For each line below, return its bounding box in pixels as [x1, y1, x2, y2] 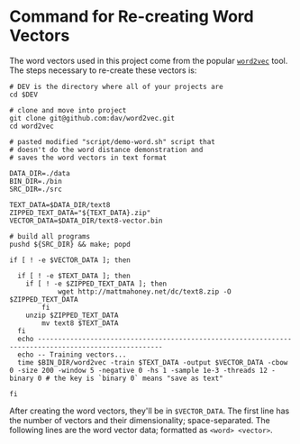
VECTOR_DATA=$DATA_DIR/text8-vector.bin [9, 216, 164, 225]
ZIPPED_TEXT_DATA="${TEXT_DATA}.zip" [9, 208, 151, 217]
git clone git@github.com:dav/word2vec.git [9, 113, 176, 122]
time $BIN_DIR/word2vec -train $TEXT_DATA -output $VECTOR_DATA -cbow [17, 358, 288, 367]
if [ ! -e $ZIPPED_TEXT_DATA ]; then [25, 279, 168, 288]
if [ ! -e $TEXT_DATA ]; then [17, 271, 131, 280]
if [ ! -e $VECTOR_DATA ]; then [9, 255, 131, 265]
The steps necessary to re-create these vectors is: [9, 65, 197, 76]
